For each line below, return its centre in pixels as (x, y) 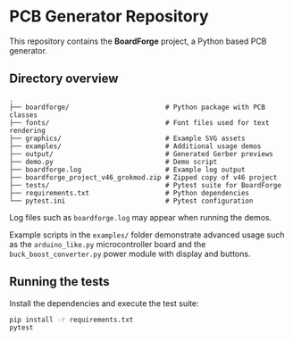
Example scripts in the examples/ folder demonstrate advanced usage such (147, 235)
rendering (28, 130)
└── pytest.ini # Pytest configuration (131, 201)
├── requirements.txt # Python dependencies (130, 193)
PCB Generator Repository (109, 17)
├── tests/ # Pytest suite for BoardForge (145, 185)
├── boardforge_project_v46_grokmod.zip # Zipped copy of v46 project (143, 177)
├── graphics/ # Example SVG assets (127, 138)
